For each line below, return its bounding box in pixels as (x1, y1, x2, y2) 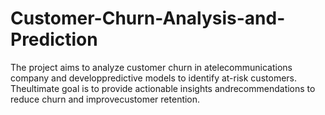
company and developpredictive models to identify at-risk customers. (10, 72, 297, 84)
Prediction (10, 28, 98, 51)
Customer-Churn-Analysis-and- (10, 7, 286, 30)
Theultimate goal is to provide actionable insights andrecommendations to (10, 82, 316, 94)
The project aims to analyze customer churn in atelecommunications (10, 61, 293, 73)
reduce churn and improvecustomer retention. (10, 93, 201, 105)
